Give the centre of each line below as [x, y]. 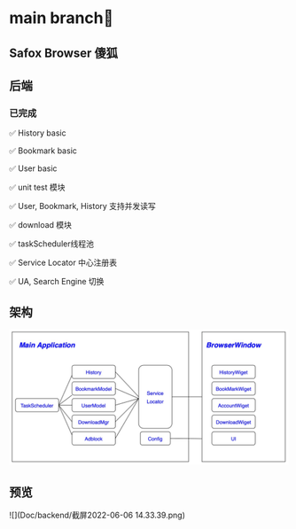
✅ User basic [33, 168]
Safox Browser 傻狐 [63, 53]
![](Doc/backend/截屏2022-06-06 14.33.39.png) [97, 515]
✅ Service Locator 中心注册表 [63, 263]
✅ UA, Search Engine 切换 [57, 282]
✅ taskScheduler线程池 [52, 244]
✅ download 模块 [41, 225]
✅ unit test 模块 [37, 187]
